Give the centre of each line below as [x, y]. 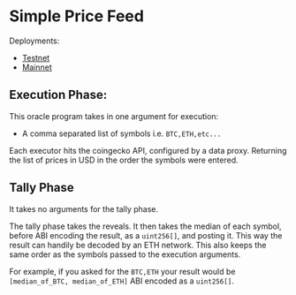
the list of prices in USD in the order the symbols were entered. [124, 160]
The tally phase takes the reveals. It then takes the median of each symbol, [145, 226]
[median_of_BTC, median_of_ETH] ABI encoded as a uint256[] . [121, 281]
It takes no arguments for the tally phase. [84, 208]
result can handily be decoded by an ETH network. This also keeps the [138, 245]
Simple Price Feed [76, 16]
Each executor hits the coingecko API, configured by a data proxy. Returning [148, 150]
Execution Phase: [58, 95]
